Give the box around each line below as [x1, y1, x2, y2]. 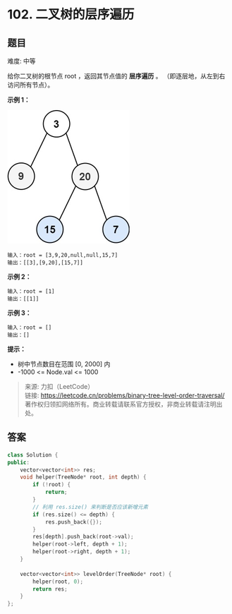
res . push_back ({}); [44, 518, 102, 526]
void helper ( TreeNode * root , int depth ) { [20, 474, 147, 481]
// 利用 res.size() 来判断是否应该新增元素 [32, 503, 149, 510]
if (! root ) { [32, 481, 71, 488]
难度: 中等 [7, 57, 36, 65]
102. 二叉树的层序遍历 [7, 6, 135, 23]
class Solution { [7, 451, 59, 459]
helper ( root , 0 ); [32, 578, 83, 585]
